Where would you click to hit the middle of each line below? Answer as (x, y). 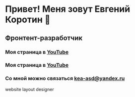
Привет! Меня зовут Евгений (68, 9)
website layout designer (30, 89)
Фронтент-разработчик (44, 38)
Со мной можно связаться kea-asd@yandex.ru (65, 79)
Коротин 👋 (28, 20)
